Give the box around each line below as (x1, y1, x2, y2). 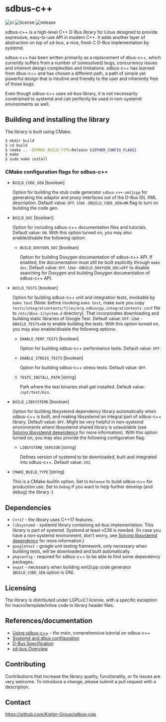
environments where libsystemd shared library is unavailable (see (12, 424, 147, 430)
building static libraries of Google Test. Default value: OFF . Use (12, 316, 140, 322)
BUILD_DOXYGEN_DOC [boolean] (19, 244, 79, 251)
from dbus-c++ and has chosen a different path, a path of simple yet (5, 70, 146, 76)
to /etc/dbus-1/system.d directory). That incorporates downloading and (12, 310, 160, 316)
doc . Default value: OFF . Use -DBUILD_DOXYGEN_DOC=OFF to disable (19, 265, 150, 271)
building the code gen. (12, 205, 59, 211)
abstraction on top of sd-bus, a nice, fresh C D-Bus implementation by (5, 39, 149, 45)
